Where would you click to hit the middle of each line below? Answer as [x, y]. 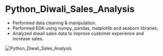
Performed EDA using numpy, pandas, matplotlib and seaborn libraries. [85, 28]
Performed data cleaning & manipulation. [54, 23]
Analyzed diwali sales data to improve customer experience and [78, 33]
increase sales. [28, 39]
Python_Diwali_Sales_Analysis [70, 9]
